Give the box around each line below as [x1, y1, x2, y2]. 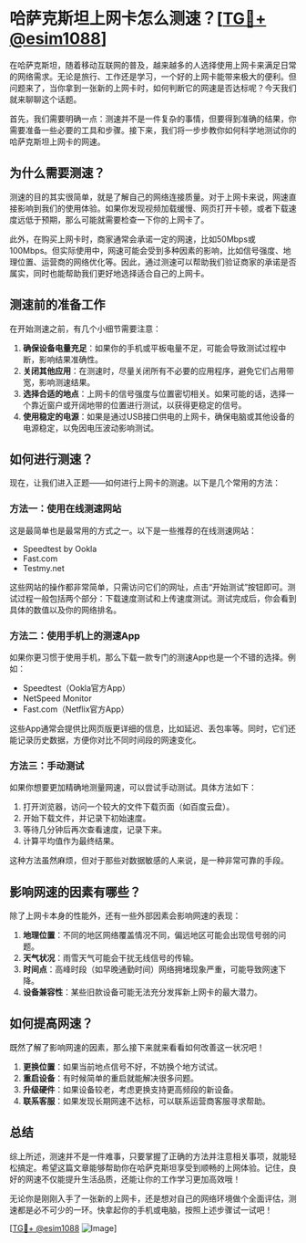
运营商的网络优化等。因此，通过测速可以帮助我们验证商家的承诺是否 [40, 256, 297, 267]
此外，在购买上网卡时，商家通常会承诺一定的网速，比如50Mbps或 [9, 234, 257, 245]
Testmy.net [22, 562, 66, 573]
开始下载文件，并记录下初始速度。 [22, 813, 151, 824]
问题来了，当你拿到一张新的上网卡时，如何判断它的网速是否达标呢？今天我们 [9, 82, 297, 93]
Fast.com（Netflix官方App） [22, 704, 129, 715]
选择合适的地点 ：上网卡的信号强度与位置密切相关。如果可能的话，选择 [22, 388, 287, 399]
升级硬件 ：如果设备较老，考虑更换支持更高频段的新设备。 [22, 1083, 239, 1095]
